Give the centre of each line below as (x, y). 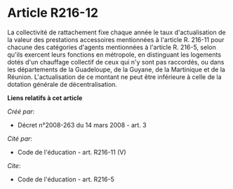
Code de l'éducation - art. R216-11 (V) (72, 152)
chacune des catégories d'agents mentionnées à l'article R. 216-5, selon (112, 47)
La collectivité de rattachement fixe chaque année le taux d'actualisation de (116, 32)
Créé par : (21, 111)
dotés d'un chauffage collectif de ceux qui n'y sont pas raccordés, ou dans (116, 62)
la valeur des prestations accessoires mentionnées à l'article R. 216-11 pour (116, 39)
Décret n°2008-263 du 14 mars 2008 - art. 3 (82, 125)
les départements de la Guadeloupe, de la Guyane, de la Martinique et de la (116, 69)
